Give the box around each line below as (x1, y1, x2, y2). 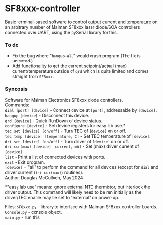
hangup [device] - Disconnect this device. (5, 112, 89, 118)
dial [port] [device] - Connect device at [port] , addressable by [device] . (5, 107, 157, 113)
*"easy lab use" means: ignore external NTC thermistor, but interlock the (5, 184, 151, 190)
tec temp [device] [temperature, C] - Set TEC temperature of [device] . (5, 133, 151, 139)
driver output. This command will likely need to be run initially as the (5, 189, 142, 195)
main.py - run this (5, 214, 40, 220)
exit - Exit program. (5, 159, 45, 165)
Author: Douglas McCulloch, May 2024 (5, 174, 83, 181)
